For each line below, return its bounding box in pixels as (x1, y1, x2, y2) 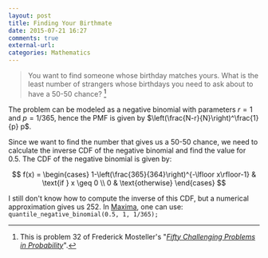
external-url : (8, 42, 56, 50)
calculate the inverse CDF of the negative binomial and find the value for (8, 145, 246, 155)
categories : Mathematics (8, 49, 91, 57)
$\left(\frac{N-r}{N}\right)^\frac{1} (147, 113, 259, 122)
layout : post (8, 11, 52, 20)
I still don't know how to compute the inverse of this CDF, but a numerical (8, 193, 250, 203)
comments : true (8, 34, 59, 42)
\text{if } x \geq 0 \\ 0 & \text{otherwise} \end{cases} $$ (41, 177, 227, 188)
